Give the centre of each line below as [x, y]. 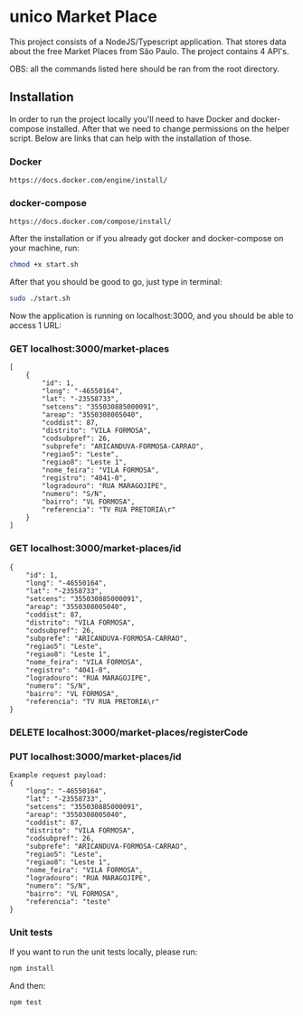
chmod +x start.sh [44, 265]
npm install [32, 969]
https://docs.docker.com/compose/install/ [90, 222]
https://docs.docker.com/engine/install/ [89, 181]
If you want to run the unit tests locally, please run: [104, 952]
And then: [28, 986]
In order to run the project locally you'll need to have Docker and [129, 118]
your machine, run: [44, 248]
